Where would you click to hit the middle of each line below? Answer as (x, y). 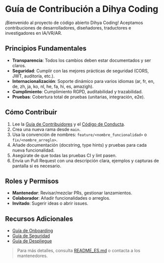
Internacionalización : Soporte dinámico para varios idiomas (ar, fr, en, (83, 81)
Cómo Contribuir (31, 112)
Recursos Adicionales (39, 219)
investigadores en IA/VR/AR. (34, 33)
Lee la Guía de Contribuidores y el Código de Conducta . (69, 124)
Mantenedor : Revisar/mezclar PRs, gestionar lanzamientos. (72, 193)
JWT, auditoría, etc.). (33, 76)
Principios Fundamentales (46, 48)
